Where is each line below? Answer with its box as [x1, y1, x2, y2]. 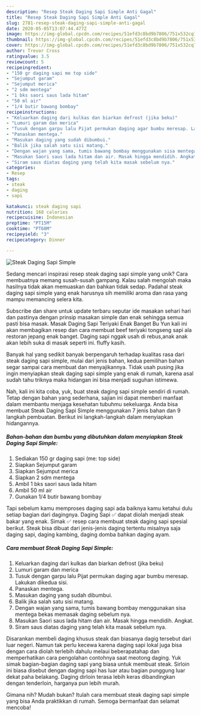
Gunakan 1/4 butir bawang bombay [14, 493, 102, 500]
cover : [6, 43, 23, 49]
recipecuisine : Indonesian [6, 215, 74, 220]
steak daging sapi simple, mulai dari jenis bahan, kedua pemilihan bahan [6, 357, 184, 364]
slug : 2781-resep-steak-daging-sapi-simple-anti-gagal [6, 20, 146, 26]
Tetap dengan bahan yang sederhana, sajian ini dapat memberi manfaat [6, 394, 184, 401]
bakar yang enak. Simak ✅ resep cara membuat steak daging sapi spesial [6, 518, 188, 525]
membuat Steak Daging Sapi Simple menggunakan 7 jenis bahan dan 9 [6, 407, 181, 414]
